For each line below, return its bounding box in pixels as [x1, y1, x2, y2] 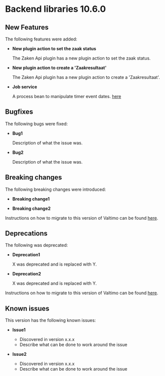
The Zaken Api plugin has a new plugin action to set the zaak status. [12, 55, 151, 61]
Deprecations [5, 229, 48, 238]
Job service [12, 84, 37, 90]
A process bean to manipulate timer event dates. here [12, 94, 122, 99]
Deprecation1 [12, 252, 40, 258]
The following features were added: [5, 36, 77, 42]
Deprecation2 [12, 271, 41, 277]
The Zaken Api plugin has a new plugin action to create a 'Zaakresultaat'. [12, 74, 160, 80]
